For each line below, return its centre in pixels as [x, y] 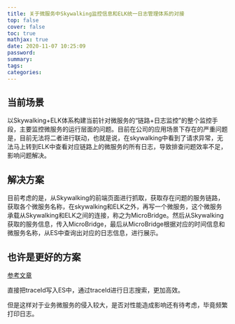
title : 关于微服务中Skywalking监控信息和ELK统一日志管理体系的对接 [96, 14]
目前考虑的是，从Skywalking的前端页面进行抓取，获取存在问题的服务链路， [116, 198]
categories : [24, 72]
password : [22, 53]
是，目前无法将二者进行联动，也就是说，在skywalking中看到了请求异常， [112, 138]
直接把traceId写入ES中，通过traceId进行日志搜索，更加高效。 [95, 290]
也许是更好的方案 [44, 257]
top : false [23, 20]
